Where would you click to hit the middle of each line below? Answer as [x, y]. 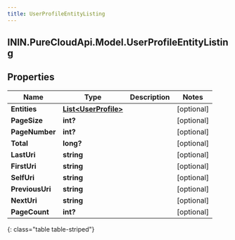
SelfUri [23, 177]
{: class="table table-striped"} [51, 229]
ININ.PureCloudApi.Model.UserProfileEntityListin [118, 43]
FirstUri [24, 166]
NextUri [24, 200]
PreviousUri [31, 189]
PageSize [27, 120]
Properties [31, 77]
